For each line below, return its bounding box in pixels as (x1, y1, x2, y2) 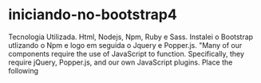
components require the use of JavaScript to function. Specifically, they (8, 49, 245, 58)
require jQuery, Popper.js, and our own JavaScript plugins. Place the (8, 57, 233, 67)
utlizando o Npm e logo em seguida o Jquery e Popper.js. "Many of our (8, 40, 243, 49)
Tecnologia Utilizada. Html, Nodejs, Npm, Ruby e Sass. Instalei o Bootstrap (8, 32, 254, 41)
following (8, 65, 38, 75)
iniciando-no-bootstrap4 (8, 6, 177, 24)
